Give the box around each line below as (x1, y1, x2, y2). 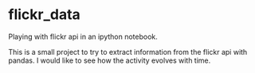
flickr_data (8, 6, 81, 24)
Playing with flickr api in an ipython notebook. (8, 32, 158, 41)
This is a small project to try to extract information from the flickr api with (8, 47, 248, 56)
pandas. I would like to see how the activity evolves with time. (8, 56, 211, 65)
